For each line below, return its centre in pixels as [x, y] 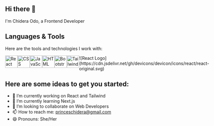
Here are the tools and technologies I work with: [54, 48]
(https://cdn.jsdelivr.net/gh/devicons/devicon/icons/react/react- [144, 63]
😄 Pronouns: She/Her [35, 119]
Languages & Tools [35, 37]
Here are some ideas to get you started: [67, 84]
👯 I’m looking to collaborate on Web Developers [61, 106]
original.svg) [92, 68]
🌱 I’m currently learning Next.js [44, 101]
